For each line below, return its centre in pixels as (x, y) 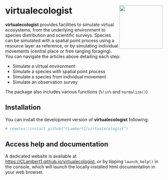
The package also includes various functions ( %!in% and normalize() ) (77, 91)
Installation (23, 107)
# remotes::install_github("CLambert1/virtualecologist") (67, 128)
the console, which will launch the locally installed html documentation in (80, 167)
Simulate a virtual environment (44, 66)
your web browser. (24, 172)
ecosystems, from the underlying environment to (55, 29)
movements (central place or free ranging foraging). (59, 51)
